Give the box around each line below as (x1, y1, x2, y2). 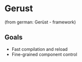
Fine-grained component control (11, 51, 78, 57)
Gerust (4, 3, 33, 14)
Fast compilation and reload (11, 46, 68, 52)
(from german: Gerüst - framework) (4, 19, 76, 25)
